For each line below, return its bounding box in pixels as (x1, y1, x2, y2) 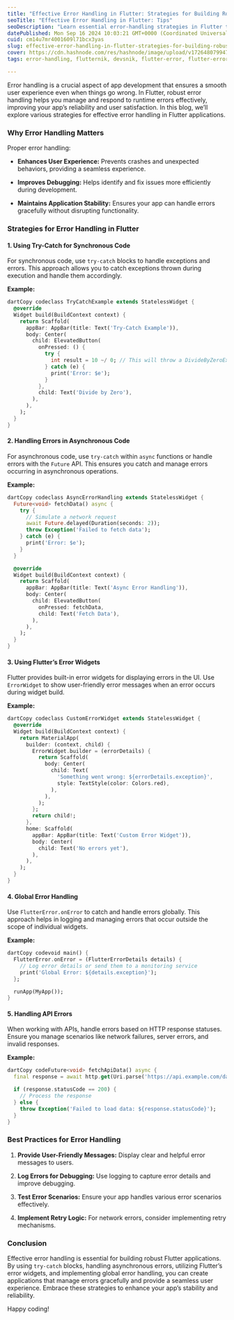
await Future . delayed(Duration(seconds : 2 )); (25, 520, 160, 527)
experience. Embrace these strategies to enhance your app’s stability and (7, 1284, 218, 1292)
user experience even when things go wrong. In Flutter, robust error (7, 88, 202, 96)
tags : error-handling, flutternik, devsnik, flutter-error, (7, 56, 186, 63)
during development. (17, 185, 78, 194)
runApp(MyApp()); (13, 988, 64, 995)
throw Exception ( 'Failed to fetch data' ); (25, 526, 151, 533)
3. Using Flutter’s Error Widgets (7, 658, 101, 666)
